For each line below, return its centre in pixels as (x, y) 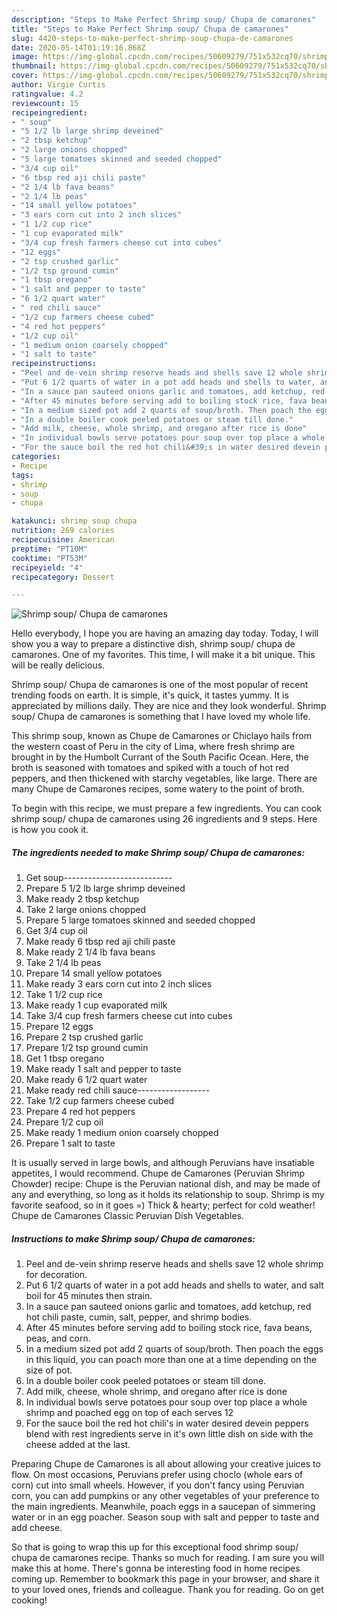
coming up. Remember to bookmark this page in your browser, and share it (165, 1579)
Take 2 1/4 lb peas (63, 963)
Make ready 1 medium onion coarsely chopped (122, 1133)
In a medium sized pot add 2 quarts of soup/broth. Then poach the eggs (174, 1349)
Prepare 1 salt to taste (70, 1143)
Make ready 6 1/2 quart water (86, 1080)
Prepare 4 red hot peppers (80, 1112)
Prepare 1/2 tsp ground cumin (87, 1048)
